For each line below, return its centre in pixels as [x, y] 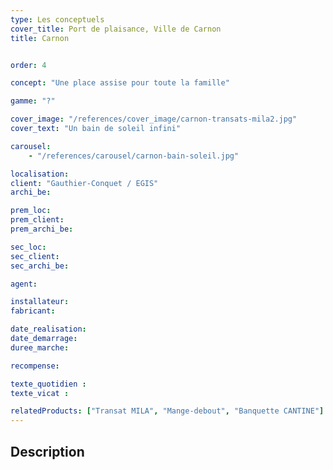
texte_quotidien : [48, 384]
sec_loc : [28, 247]
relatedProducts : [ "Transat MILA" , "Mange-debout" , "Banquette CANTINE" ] [167, 411]
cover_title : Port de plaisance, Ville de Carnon [116, 29]
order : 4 [28, 65]
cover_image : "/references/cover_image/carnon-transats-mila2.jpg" [154, 119]
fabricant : [33, 311]
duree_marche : [40, 347]
